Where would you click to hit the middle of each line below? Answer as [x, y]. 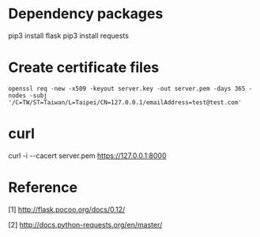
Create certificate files [84, 68]
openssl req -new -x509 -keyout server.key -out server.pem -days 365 [127, 88]
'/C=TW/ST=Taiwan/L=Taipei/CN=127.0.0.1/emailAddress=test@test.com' [125, 102]
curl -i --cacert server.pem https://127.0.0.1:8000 [88, 156]
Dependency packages [86, 14]
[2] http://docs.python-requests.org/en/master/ [85, 224]
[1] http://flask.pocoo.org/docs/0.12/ [67, 209]
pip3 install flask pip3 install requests [68, 36]
